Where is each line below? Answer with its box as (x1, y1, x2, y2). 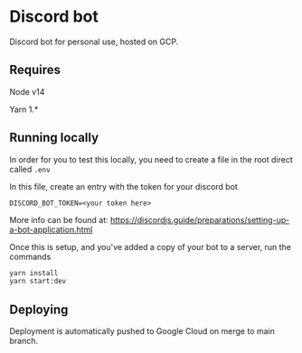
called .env (9, 163, 52, 174)
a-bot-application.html (9, 224, 93, 235)
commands (9, 251, 52, 262)
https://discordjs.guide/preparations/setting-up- (109, 214, 290, 225)
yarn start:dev (9, 277, 67, 286)
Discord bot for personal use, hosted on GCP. (9, 36, 179, 47)
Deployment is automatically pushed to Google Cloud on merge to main (9, 326, 276, 337)
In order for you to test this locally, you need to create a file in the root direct (9, 153, 293, 164)
